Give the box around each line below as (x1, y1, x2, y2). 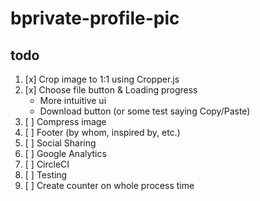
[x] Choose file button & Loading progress (24, 84, 198, 96)
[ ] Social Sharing (24, 137, 97, 149)
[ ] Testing (24, 169, 68, 181)
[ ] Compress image (24, 116, 107, 127)
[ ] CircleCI (24, 158, 70, 170)
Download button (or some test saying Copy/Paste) (39, 105, 251, 117)
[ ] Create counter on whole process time (24, 180, 195, 191)
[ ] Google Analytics (24, 148, 107, 159)
